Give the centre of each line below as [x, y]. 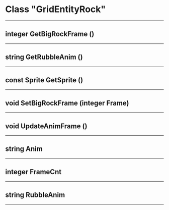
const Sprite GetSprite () [44, 80]
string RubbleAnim [35, 195]
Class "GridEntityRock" [56, 9]
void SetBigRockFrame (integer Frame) [67, 103]
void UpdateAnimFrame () [46, 126]
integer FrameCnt [33, 172]
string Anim [24, 149]
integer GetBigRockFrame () [50, 34]
